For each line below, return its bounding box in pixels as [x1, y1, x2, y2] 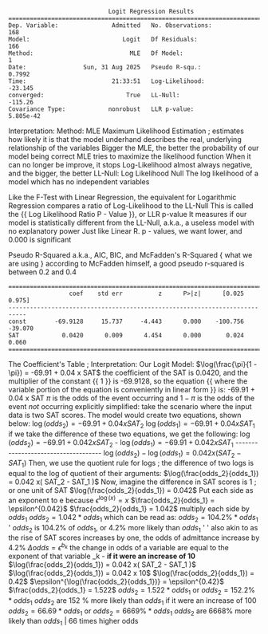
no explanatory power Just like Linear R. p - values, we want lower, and [8, 226, 242, 235]
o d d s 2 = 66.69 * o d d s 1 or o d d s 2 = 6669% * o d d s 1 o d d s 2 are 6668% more [8, 606, 253, 617]
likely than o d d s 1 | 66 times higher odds [8, 616, 139, 628]
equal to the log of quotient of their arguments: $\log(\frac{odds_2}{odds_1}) [8, 469, 259, 478]
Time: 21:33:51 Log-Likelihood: [8, 77, 205, 85]
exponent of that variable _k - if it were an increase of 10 [8, 551, 195, 561]
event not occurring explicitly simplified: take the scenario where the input [8, 402, 252, 411]
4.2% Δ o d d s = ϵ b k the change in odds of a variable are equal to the [8, 541, 229, 553]
